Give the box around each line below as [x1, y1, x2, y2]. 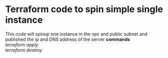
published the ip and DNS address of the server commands [5, 36, 130, 42]
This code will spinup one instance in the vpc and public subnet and [5, 31, 148, 37]
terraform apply [5, 41, 39, 47]
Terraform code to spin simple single [5, 4, 163, 15]
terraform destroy [5, 47, 43, 53]
